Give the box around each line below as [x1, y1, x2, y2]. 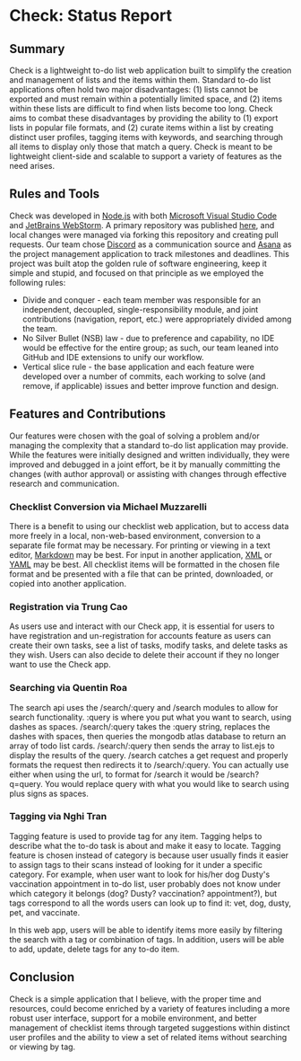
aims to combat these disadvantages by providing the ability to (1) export [9, 113, 279, 123]
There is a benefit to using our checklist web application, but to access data [9, 520, 289, 531]
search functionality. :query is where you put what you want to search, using [9, 712, 292, 722]
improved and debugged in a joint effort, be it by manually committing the [9, 459, 280, 470]
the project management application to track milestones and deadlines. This [9, 248, 289, 259]
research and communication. [9, 478, 120, 489]
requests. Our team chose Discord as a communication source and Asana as [9, 239, 292, 250]
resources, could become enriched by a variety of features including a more [9, 1003, 290, 1013]
